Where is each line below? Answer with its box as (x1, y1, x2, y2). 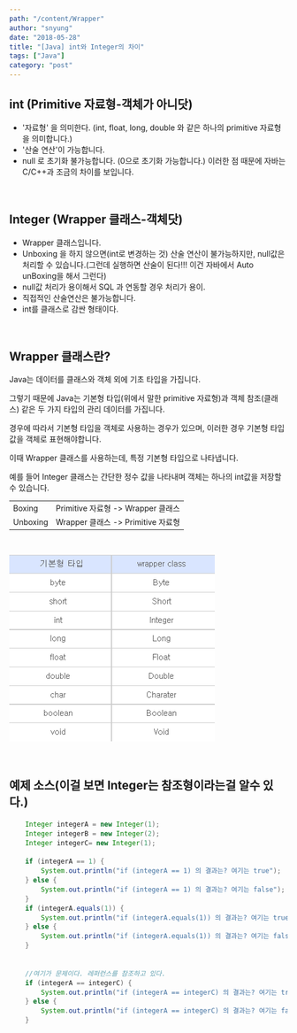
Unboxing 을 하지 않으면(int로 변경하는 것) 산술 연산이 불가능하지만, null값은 (21, 248, 286, 258)
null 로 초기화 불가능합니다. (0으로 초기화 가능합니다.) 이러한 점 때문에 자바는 (21, 155, 286, 166)
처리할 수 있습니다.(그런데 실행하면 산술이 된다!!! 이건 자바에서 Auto (21, 259, 255, 270)
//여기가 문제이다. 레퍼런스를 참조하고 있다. (25, 969, 166, 978)
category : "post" (9, 61, 73, 70)
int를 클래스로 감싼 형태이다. (21, 304, 119, 314)
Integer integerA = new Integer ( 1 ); (25, 820, 161, 829)
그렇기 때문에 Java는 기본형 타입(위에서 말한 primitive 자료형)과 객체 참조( (9, 393, 264, 404)
